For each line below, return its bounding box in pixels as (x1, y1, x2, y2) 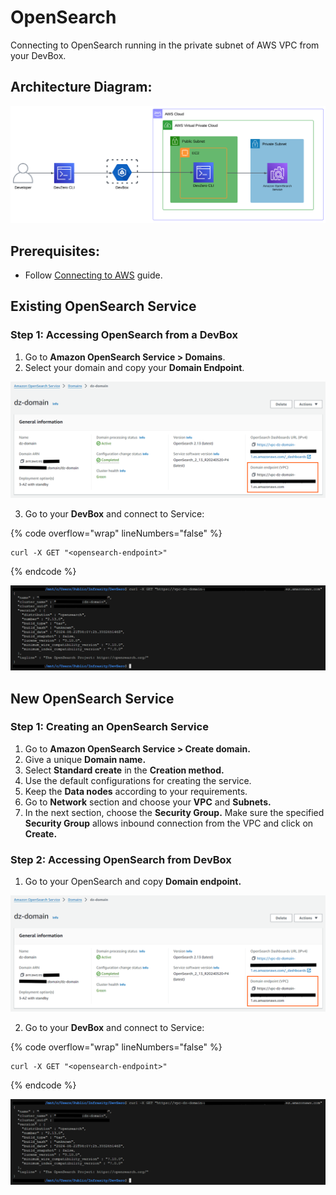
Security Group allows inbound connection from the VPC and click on (24, 817, 314, 829)
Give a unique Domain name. (24, 753, 147, 765)
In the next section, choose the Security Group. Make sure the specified (24, 806, 325, 818)
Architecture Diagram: (10, 79, 153, 96)
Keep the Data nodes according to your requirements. (24, 785, 248, 797)
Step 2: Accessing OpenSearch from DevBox (10, 852, 232, 866)
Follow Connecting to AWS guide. (24, 269, 163, 281)
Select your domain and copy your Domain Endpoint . (24, 361, 245, 373)
